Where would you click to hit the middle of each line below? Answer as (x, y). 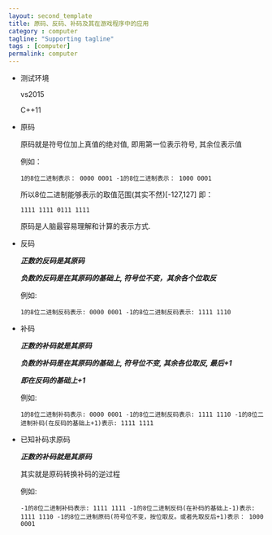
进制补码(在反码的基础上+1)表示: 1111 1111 (87, 423)
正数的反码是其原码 (52, 261)
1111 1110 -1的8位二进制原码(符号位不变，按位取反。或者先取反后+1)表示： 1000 (142, 517)
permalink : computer (43, 54)
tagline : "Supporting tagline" (61, 39)
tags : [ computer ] (39, 46)
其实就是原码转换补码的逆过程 (70, 474)
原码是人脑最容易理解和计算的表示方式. (85, 226)
